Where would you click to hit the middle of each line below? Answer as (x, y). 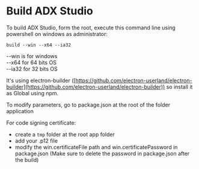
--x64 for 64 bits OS (32, 62)
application (20, 111)
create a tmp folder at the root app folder (65, 134)
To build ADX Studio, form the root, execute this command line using (91, 28)
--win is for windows (32, 56)
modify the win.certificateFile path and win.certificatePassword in (96, 147)
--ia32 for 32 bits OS (32, 69)
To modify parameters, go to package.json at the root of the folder (88, 105)
